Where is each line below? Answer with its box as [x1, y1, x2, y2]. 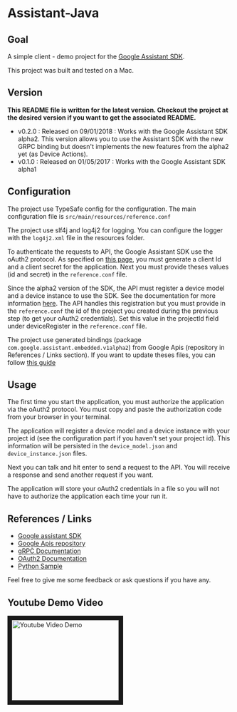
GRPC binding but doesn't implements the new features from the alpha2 [17, 142, 229, 150]
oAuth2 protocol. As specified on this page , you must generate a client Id [7, 254, 222, 263]
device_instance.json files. [7, 449, 88, 458]
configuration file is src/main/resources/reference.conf [7, 212, 171, 220]
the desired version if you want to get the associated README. [7, 113, 196, 122]
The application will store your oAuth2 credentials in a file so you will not [7, 485, 220, 493]
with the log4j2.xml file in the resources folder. [7, 233, 145, 242]
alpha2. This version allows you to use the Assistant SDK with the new [17, 134, 224, 143]
